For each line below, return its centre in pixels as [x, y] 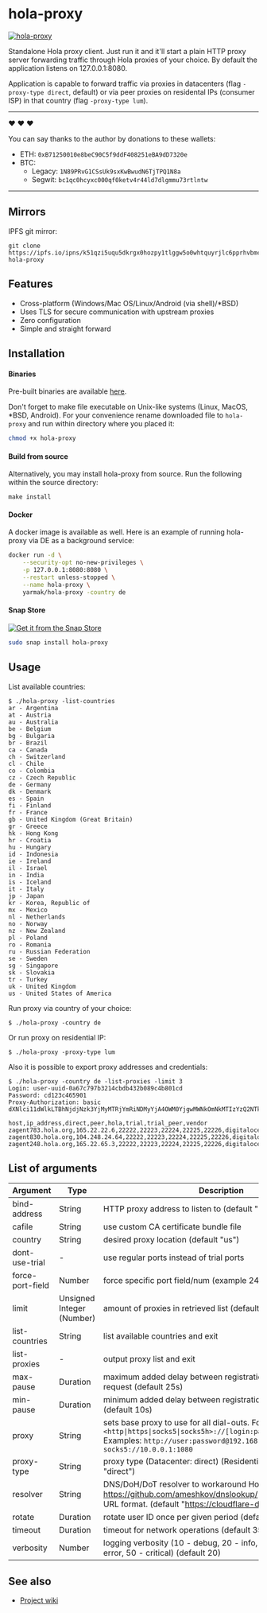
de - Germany [30, 784]
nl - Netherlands [37, 917]
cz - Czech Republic [43, 777]
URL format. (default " [144, 1504]
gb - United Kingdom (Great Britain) [71, 819]
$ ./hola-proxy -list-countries [62, 701]
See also [30, 1581]
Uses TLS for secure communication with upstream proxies [117, 312]
